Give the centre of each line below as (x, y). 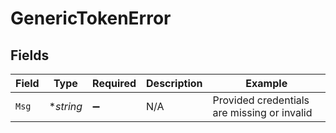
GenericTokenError (91, 18)
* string (65, 106)
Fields (30, 55)
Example (266, 83)
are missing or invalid (262, 112)
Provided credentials (261, 100)
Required (114, 83)
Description (174, 83)
